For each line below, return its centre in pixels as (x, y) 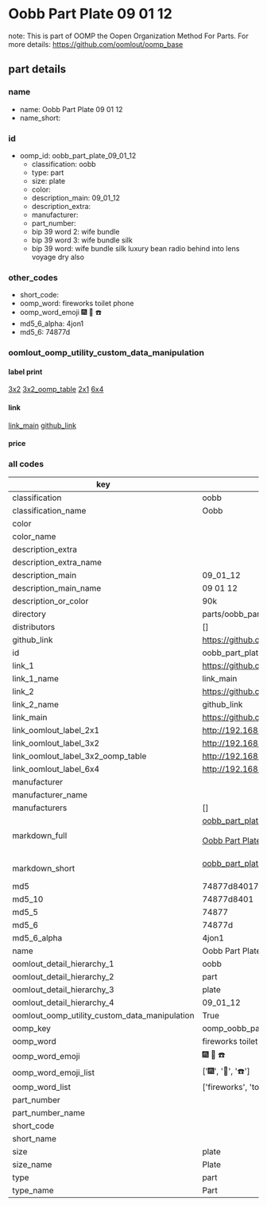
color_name (34, 537)
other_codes (33, 277)
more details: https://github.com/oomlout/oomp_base (96, 44)
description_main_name (57, 588)
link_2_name (36, 704)
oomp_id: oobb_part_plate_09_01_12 (78, 155)
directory (29, 615)
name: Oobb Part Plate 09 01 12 (71, 109)
